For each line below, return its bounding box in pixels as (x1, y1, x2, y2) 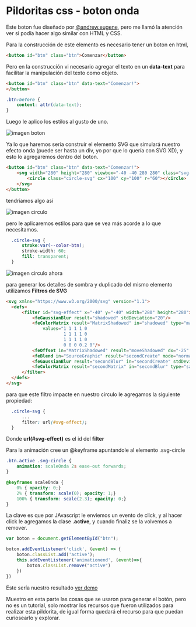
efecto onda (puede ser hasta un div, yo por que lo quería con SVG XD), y (6, 147, 183, 154)
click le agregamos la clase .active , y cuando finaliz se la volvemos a (6, 518, 172, 525)
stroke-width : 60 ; (21, 248, 66, 254)
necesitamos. (6, 226, 38, 233)
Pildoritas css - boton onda (6, 4, 139, 18)
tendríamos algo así (6, 197, 54, 204)
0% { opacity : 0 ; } (16, 485, 61, 490)
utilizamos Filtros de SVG (6, 287, 67, 294)
